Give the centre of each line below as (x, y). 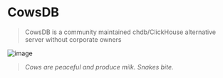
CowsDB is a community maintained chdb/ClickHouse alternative (120, 32)
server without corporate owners (73, 39)
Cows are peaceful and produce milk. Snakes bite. (99, 67)
